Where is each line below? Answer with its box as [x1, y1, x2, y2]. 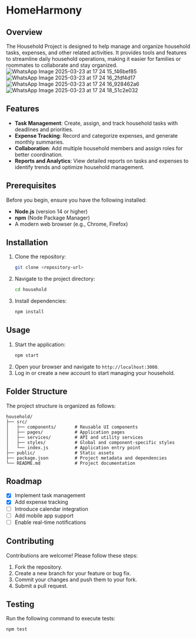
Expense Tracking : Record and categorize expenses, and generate [14, 132, 178, 139]
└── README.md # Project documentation [6, 460, 135, 466]
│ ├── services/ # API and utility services [6, 434, 144, 441]
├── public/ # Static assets [6, 450, 115, 456]
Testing [6, 599, 35, 609]
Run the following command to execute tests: [6, 615, 116, 622]
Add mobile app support [14, 512, 74, 519]
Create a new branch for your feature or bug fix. [14, 569, 131, 577]
